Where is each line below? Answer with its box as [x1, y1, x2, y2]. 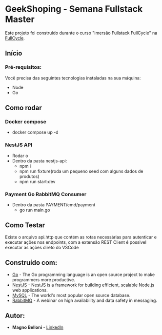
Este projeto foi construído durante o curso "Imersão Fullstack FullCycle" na [5, 30, 158, 36]
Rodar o [12, 153, 28, 158]
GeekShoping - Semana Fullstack [5, 3, 143, 15]
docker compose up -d [12, 129, 59, 135]
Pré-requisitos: [5, 64, 42, 71]
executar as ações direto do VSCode [5, 244, 79, 250]
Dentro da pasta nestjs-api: [12, 158, 67, 164]
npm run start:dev [19, 178, 56, 184]
